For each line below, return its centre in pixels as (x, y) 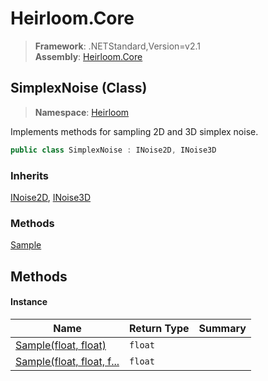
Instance (29, 302)
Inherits (29, 175)
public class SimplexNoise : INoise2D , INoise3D (113, 150)
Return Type (159, 328)
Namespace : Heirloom (82, 112)
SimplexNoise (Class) (79, 88)
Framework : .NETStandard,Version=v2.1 (117, 46)
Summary (222, 328)
